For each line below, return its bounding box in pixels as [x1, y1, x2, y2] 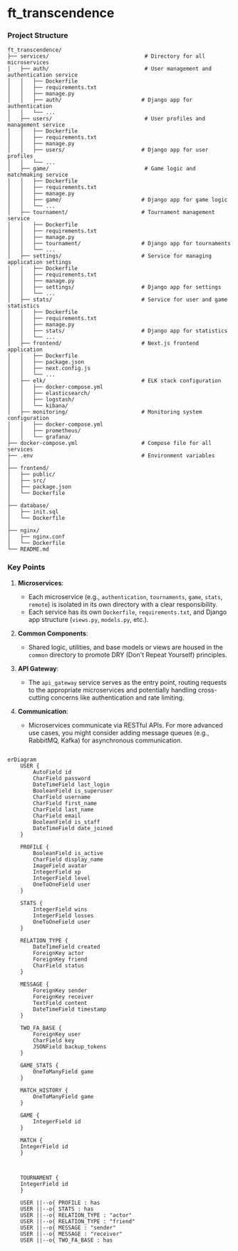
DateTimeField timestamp [33, 1006, 107, 1013]
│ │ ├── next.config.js [7, 365, 91, 372]
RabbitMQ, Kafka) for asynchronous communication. [28, 736, 183, 745]
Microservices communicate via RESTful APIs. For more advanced [28, 720, 223, 729]
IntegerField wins [33, 906, 88, 913]
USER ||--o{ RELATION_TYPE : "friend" [20, 1217, 135, 1225]
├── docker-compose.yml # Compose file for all [7, 440, 212, 447]
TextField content [33, 999, 88, 1006]
